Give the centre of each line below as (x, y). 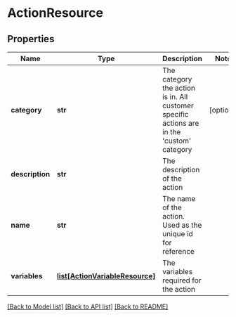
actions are (181, 123)
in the (172, 132)
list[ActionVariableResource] (106, 276)
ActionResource (55, 13)
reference (179, 251)
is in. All (175, 97)
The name (179, 199)
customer (178, 105)
